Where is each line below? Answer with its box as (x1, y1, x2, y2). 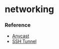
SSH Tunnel (12, 38, 37, 44)
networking (5, 4, 54, 15)
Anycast (12, 33, 30, 39)
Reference (5, 22, 31, 29)
